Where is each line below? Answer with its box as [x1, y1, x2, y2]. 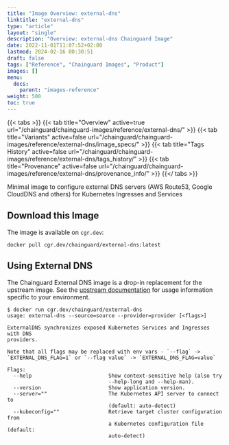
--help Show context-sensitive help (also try [13, 372, 223, 379]
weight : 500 [7, 93, 41, 100]
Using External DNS [7, 260, 93, 272]
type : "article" [7, 23, 53, 30]
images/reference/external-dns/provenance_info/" [7, 169, 149, 177]
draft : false [7, 55, 45, 62]
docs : [13, 80, 29, 87]
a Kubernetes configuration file [108, 420, 204, 427]
